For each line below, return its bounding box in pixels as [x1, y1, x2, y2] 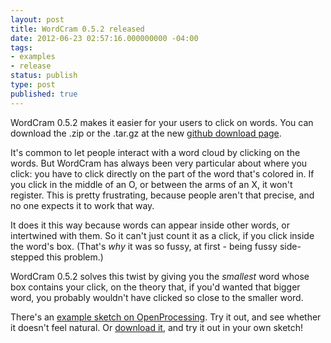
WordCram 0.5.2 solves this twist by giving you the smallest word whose [10, 270, 310, 282]
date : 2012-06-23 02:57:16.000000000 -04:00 [10, 33, 199, 43]
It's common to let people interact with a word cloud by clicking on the [10, 146, 301, 158]
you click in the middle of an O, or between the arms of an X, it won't [10, 178, 293, 190]
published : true [10, 89, 78, 99]
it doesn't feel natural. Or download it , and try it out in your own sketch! [10, 321, 304, 333]
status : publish [10, 71, 78, 81]
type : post [10, 80, 56, 90]
